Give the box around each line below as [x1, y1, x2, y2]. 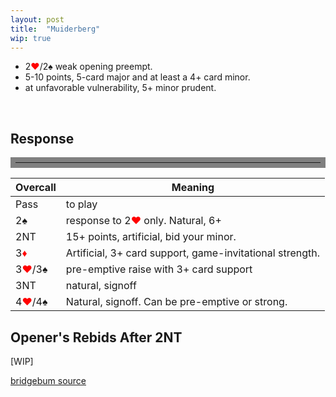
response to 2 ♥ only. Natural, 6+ [65, 214, 222, 228]
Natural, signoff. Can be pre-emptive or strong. [65, 295, 288, 309]
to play [65, 197, 98, 211]
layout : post [10, 14, 65, 25]
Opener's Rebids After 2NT [10, 329, 183, 346]
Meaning [171, 181, 215, 195]
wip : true [10, 33, 52, 43]
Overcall [15, 181, 57, 195]
